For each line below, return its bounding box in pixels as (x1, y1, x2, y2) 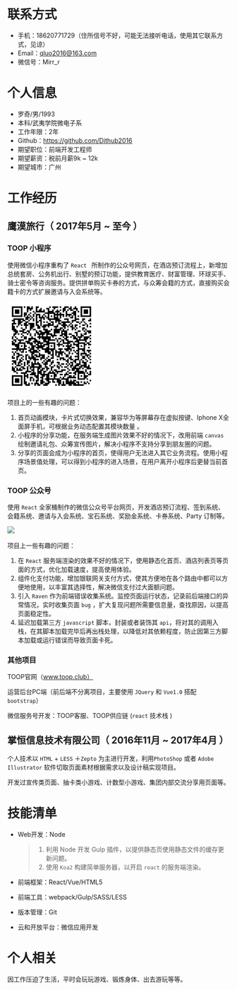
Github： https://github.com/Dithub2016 (17, 136, 133, 145)
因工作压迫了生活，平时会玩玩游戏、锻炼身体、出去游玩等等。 (7, 975, 187, 984)
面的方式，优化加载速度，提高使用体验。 (17, 565, 135, 574)
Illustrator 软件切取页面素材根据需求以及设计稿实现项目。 (7, 763, 180, 772)
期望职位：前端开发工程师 (17, 145, 92, 153)
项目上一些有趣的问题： (7, 541, 75, 550)
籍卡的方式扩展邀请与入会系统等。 (7, 287, 107, 295)
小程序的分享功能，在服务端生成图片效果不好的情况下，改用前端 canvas (17, 430, 224, 439)
